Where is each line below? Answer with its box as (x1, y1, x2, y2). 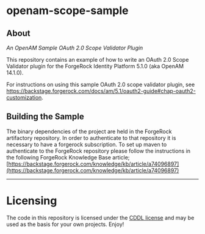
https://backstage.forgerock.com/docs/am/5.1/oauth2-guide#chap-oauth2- (6, 87, 196, 95)
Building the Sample (6, 111, 84, 122)
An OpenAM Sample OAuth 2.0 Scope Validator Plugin (6, 44, 143, 51)
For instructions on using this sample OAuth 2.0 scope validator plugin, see (6, 81, 195, 88)
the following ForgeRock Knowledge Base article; (6, 153, 130, 161)
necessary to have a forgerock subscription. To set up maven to (6, 141, 167, 148)
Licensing (6, 194, 57, 208)
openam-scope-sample (6, 4, 129, 18)
